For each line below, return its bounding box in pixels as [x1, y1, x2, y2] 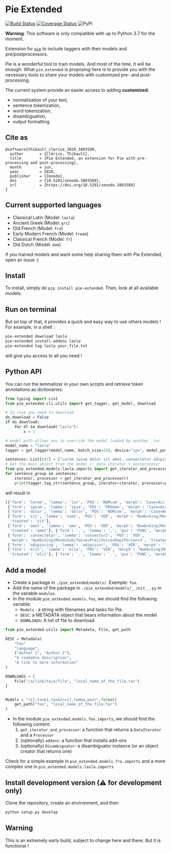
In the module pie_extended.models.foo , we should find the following [12, 595, 157, 602]
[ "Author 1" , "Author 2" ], [14, 651, 72, 656]
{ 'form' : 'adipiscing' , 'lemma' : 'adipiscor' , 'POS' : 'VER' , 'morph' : [7, 542, 160, 547]
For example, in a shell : [5, 324, 55, 330]
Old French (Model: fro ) [12, 225, 63, 231]
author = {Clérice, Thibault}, [10, 151, 90, 156]
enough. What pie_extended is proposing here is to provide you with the [5, 66, 156, 72]
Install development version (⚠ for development [5, 778, 162, 787]
